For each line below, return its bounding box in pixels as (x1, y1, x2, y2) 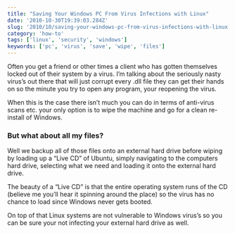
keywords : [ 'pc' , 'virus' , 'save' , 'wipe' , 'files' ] (7, 43, 165, 50)
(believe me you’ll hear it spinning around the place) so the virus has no (7, 190, 215, 199)
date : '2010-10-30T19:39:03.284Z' (7, 17, 109, 24)
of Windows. (25, 113, 63, 122)
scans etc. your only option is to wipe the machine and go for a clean (7, 106, 208, 114)
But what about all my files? (7, 131, 104, 141)
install (7, 113, 25, 122)
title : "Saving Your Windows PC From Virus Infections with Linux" (7, 10, 210, 18)
